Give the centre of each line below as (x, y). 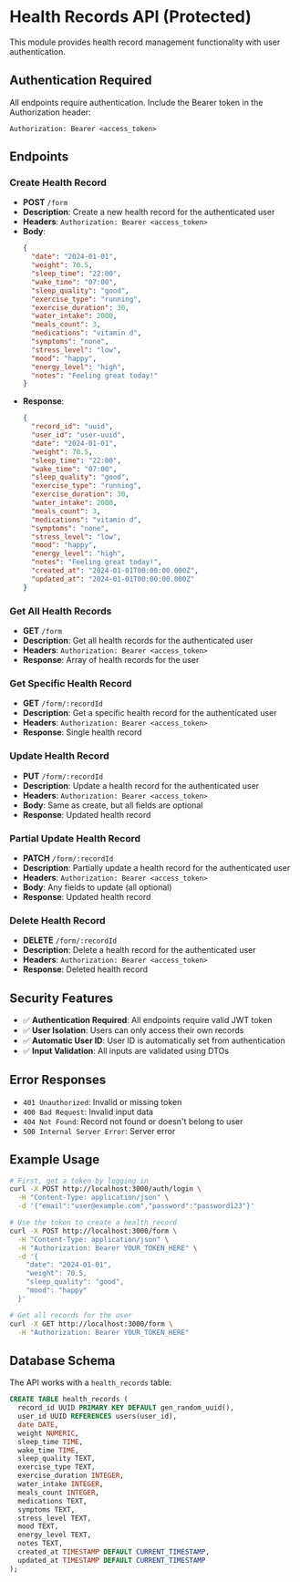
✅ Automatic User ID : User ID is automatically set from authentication (154, 1040)
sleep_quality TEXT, (57, 1459)
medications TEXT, (53, 1501)
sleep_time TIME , (51, 1442)
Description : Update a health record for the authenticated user (141, 785)
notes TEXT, (41, 1544)
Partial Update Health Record (75, 838)
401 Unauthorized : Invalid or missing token (102, 1101)
